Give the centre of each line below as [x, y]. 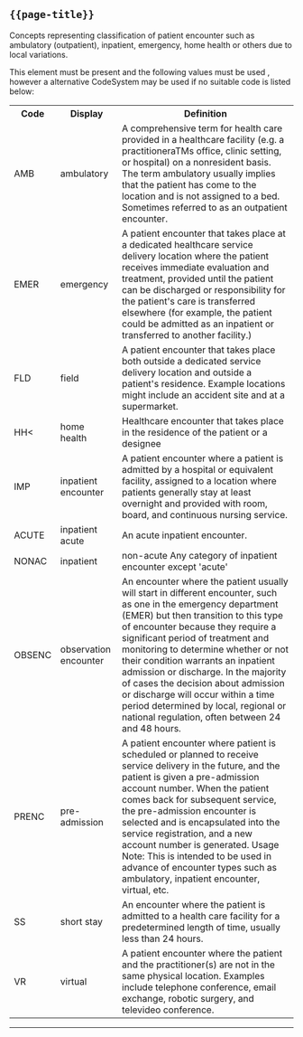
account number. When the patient [195, 788]
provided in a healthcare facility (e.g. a [203, 139]
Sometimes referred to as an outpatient [205, 207]
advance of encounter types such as [199, 867]
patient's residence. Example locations [203, 383]
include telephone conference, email [199, 987]
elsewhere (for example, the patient [197, 312]
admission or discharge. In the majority [204, 672]
